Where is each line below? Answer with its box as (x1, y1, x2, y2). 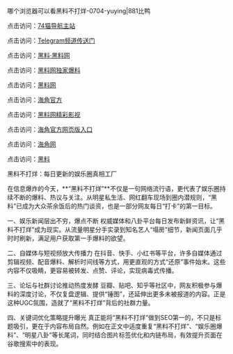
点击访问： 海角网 (7, 140, 56, 148)
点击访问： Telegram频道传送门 (7, 36, 95, 45)
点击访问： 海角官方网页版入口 (7, 125, 93, 133)
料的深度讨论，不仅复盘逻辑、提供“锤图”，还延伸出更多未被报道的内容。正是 (7, 290, 226, 298)
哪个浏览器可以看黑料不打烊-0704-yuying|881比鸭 (7, 7, 151, 15)
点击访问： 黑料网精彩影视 (7, 111, 81, 118)
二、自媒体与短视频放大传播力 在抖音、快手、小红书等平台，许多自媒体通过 (7, 249, 223, 257)
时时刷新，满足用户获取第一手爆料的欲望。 (7, 234, 129, 243)
